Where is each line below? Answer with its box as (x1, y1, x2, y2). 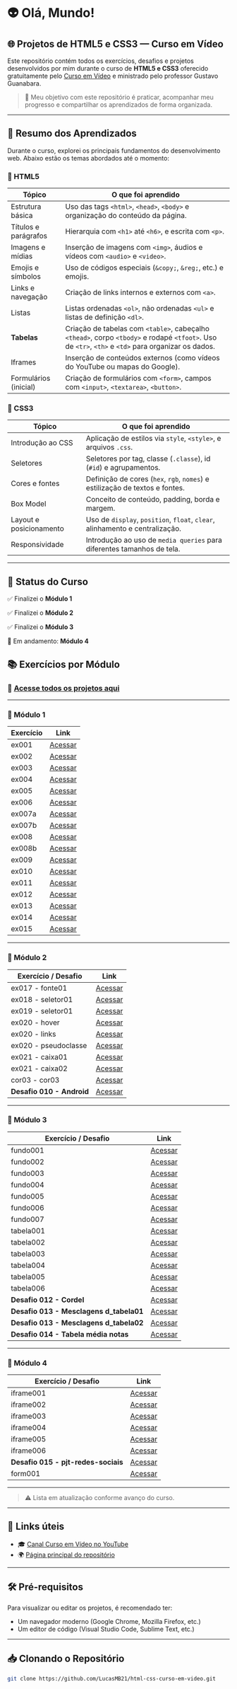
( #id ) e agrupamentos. (85, 463, 161, 473)
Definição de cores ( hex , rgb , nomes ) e (85, 474, 209, 484)
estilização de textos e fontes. (85, 483, 186, 493)
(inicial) (11, 382, 36, 392)
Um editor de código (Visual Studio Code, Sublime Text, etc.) (17, 1625, 195, 1633)
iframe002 (11, 1400, 47, 1410)
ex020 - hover (11, 1018, 60, 1027)
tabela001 (11, 1226, 46, 1235)
